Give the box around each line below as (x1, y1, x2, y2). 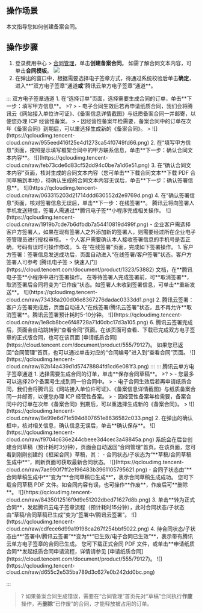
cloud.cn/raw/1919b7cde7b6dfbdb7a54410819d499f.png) (6, 221, 149, 228)
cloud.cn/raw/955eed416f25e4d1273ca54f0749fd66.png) (6, 139, 150, 146)
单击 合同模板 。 (14, 67, 52, 74)
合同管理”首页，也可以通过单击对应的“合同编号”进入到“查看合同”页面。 (14, 348, 189, 356)
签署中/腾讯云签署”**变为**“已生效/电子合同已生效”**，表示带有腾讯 (24, 532, 194, 539)
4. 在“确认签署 (154, 192, 190, 199)
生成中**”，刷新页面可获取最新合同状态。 (6, 458, 109, 465)
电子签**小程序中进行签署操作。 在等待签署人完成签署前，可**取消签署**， (6, 273, 192, 280)
